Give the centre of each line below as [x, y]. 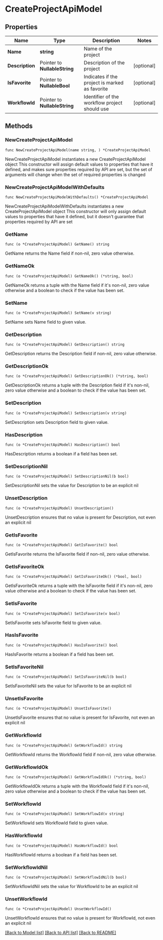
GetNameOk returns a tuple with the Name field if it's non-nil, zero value [77, 285]
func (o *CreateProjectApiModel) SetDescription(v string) [66, 413]
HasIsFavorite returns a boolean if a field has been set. [60, 654]
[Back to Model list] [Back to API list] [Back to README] [61, 933]
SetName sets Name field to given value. [46, 322]
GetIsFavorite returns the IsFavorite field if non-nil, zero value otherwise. [77, 554]
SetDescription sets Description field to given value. [57, 422]
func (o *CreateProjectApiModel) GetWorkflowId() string [64, 745]
